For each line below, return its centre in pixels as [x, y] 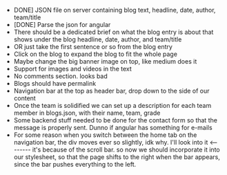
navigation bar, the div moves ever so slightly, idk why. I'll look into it [111, 142]
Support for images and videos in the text [73, 69]
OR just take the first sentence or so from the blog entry [93, 47]
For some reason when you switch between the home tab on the [105, 135]
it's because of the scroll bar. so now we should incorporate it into [126, 149]
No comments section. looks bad [61, 76]
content [24, 98]
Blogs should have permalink [55, 83]
